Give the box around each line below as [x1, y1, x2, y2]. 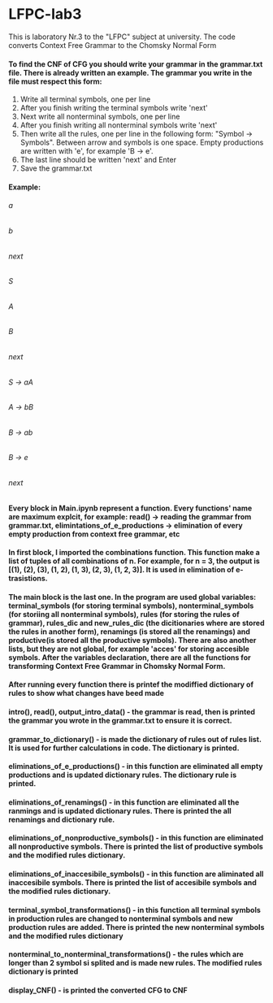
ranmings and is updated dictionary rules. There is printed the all [8, 805, 232, 815]
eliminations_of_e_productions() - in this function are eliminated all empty [8, 762, 263, 771]
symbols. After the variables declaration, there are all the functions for [8, 652, 251, 662]
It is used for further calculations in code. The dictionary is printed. [8, 743, 240, 753]
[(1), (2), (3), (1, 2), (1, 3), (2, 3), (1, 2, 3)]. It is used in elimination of [8, 565, 235, 575]
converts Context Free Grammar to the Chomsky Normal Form [8, 40, 217, 50]
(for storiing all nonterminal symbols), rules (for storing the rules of [8, 609, 240, 619]
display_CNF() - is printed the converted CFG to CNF [8, 985, 188, 995]
